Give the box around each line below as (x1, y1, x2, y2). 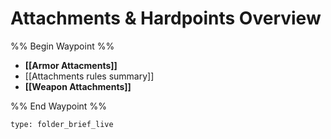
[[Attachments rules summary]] (24, 70, 155, 82)
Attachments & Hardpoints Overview (10, 7, 322, 30)
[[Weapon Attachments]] (24, 80, 132, 92)
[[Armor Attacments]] (24, 59, 118, 71)
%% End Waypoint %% (10, 100, 107, 112)
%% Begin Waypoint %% (10, 40, 115, 52)
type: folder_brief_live (10, 119, 114, 129)
